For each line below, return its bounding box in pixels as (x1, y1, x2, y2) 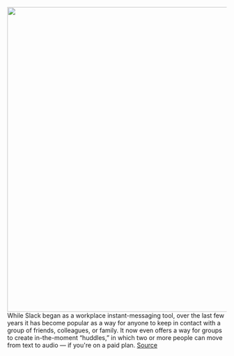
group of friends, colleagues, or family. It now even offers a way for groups (7, 326, 223, 334)
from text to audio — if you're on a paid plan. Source (7, 341, 158, 349)
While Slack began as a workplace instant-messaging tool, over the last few (7, 311, 225, 320)
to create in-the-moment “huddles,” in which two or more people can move (7, 334, 223, 341)
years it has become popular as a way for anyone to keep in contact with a (7, 319, 221, 327)
